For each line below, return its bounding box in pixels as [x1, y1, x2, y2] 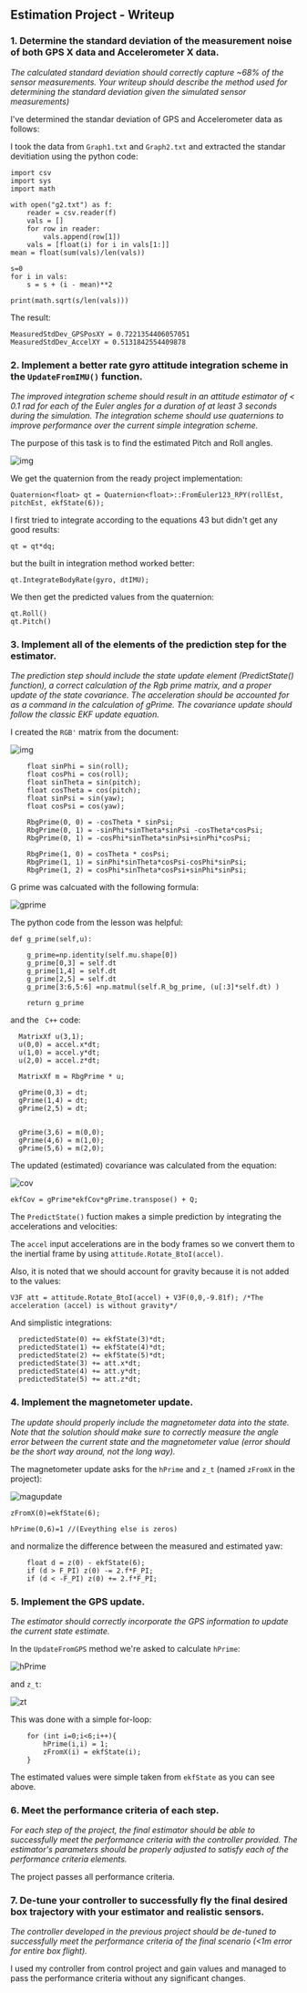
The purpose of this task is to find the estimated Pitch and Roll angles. [10, 437, 273, 448]
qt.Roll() [10, 608, 48, 618]
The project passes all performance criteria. [10, 1872, 176, 1883]
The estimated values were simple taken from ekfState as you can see [10, 1771, 276, 1782]
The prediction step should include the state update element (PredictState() [10, 670, 294, 681]
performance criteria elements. [10, 1853, 128, 1864]
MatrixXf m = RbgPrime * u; [18, 1072, 126, 1082]
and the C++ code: [10, 1014, 81, 1025]
